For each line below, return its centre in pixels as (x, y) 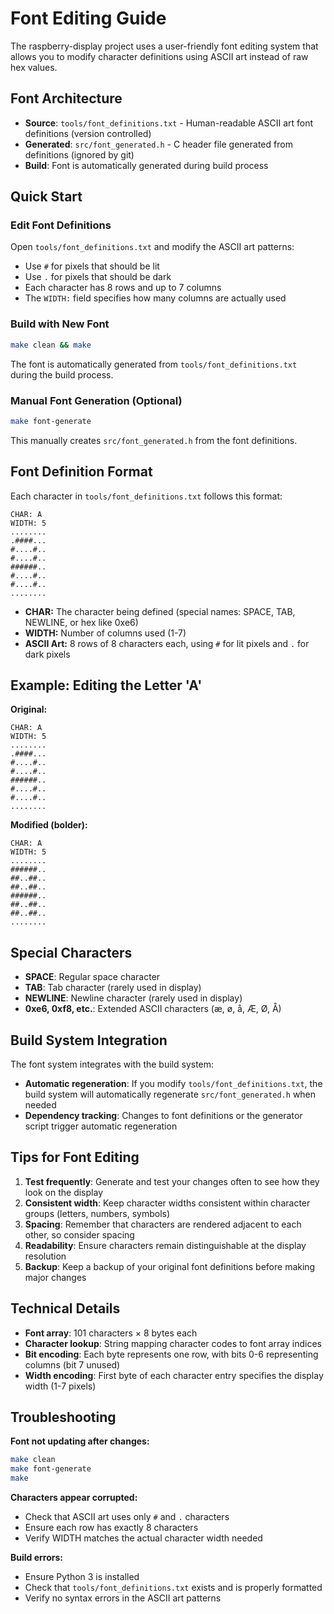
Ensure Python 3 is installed (82, 1577)
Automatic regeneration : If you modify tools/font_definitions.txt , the (173, 1084)
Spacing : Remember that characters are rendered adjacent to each (163, 1224)
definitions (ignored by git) (79, 154)
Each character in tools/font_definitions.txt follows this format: (146, 496)
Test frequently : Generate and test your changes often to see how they (172, 1181)
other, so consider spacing (79, 1234)
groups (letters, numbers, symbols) (97, 1213)
